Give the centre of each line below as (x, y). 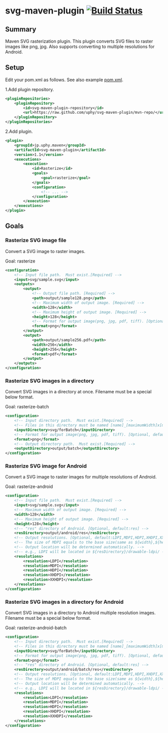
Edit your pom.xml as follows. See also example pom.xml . (64, 80)
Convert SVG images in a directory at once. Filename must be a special (78, 392)
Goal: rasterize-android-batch (36, 628)
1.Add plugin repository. (29, 89)
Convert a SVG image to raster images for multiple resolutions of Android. (81, 477)
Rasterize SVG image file (36, 240)
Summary (21, 29)
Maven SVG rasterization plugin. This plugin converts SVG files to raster (79, 41)
